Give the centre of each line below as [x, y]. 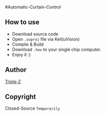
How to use [22, 22]
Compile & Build [28, 44]
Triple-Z [13, 82]
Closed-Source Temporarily [33, 108]
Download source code [35, 34]
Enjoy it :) [21, 54]
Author [16, 70]
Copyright [20, 97]
